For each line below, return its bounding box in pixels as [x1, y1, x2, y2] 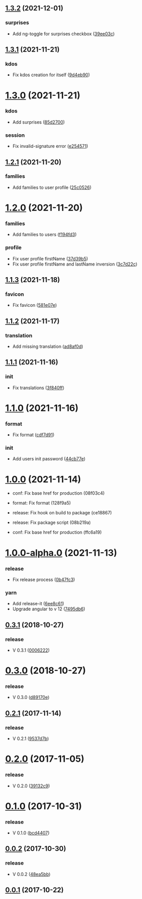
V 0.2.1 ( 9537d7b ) [12, 735, 49, 742]
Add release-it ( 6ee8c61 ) [12, 601, 64, 607]
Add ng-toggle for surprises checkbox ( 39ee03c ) [12, 30, 115, 37]
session [5, 131, 25, 138]
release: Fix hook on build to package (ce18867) [12, 510, 112, 516]
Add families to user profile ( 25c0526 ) [12, 184, 92, 190]
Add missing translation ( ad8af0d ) [12, 343, 84, 349]
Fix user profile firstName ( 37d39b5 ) [12, 255, 88, 261]
